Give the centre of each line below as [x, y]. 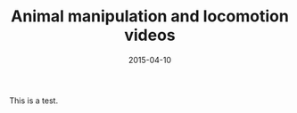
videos [150, 35]
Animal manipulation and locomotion [150, 16]
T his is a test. [34, 101]
